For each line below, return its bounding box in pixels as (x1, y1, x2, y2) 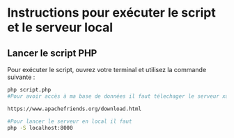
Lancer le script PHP (7, 47, 97, 59)
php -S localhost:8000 (7, 124, 73, 131)
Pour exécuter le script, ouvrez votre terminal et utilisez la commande (7, 66, 207, 74)
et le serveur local (7, 19, 114, 35)
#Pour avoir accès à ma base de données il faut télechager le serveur (7, 92, 219, 100)
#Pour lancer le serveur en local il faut (7, 118, 132, 125)
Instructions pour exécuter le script (7, 5, 216, 21)
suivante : (7, 73, 36, 81)
